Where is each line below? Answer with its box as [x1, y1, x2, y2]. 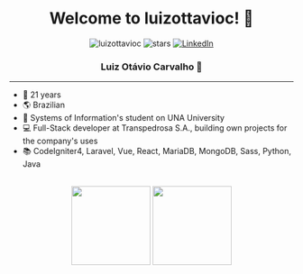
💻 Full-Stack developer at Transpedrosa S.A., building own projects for [22, 123, 288, 133]
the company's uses [22, 135, 98, 147]
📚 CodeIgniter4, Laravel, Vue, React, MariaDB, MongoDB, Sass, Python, [22, 146, 291, 157]
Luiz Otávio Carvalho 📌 [100, 60, 203, 73]
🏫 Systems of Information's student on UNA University [22, 113, 225, 123]
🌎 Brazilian [22, 99, 66, 111]
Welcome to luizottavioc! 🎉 [49, 8, 254, 29]
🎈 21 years [22, 89, 61, 100]
